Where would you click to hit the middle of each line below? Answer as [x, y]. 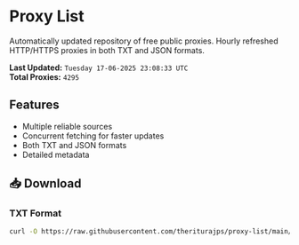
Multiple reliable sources [67, 126]
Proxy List [47, 16]
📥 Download [45, 184]
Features [34, 105]
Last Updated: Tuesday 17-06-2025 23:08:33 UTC [99, 67]
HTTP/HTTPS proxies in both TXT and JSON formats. [107, 50]
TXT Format [36, 213]
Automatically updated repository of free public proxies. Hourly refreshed [144, 41]
